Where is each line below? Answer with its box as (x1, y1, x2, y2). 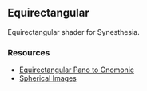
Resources (7, 47, 50, 58)
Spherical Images (18, 74, 77, 83)
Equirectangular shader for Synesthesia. (7, 27, 141, 36)
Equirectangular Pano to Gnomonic (18, 65, 135, 74)
